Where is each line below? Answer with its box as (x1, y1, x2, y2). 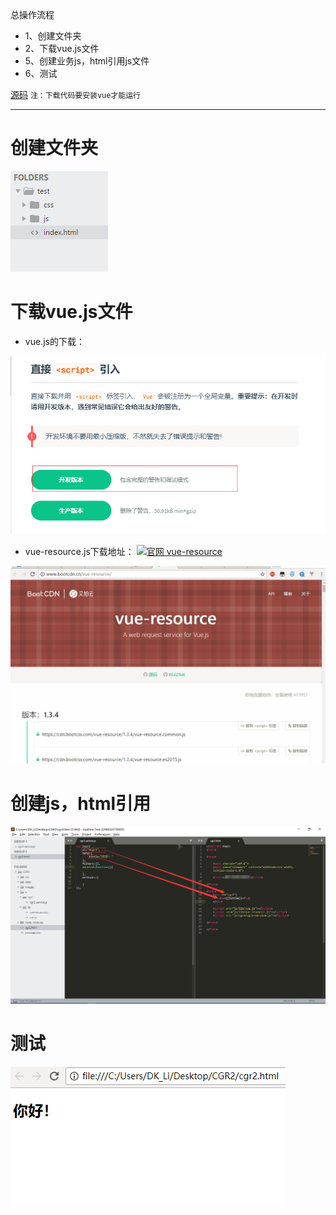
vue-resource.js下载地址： (24, 545, 135, 557)
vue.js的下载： (24, 335, 85, 347)
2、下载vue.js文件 (24, 43, 100, 54)
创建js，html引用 (10, 792, 152, 815)
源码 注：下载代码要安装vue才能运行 (10, 89, 141, 100)
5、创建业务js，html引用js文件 (24, 55, 150, 67)
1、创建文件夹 (24, 30, 82, 42)
